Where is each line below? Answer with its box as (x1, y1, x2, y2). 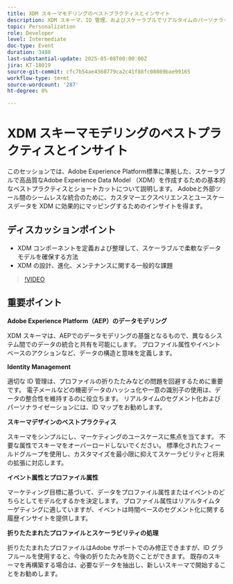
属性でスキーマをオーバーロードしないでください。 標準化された (19, 441, 203, 449)
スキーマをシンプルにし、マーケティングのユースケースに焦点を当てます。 (7, 432, 218, 440)
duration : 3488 (7, 49, 51, 56)
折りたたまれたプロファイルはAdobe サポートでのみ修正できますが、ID (7, 543, 210, 551)
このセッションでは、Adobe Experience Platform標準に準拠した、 (7, 167, 196, 175)
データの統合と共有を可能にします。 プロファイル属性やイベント (37, 340, 221, 348)
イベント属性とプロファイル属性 (7, 473, 98, 481)
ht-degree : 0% (7, 87, 49, 94)
